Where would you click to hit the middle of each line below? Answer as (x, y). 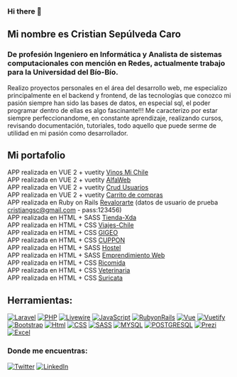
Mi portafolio (37, 155)
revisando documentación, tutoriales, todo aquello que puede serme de (112, 125)
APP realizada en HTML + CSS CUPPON (66, 240)
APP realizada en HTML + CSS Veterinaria (69, 271)
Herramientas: (40, 300)
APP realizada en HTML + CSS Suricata (65, 278)
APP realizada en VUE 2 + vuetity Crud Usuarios (78, 187)
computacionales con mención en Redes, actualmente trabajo (116, 63)
